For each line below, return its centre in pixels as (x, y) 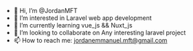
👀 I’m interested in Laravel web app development (83, 18)
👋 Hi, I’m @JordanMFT (45, 11)
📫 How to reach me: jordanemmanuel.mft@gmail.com (90, 40)
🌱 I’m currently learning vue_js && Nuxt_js (73, 25)
